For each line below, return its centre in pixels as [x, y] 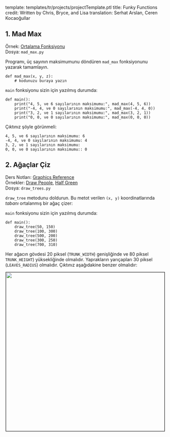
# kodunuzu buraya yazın [41, 81]
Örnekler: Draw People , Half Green [42, 182]
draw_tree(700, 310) [36, 244]
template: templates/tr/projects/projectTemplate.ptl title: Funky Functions [81, 7]
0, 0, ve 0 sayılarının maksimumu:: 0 [46, 149]
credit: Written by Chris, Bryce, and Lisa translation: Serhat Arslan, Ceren [81, 13]
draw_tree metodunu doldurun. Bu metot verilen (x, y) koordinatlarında [80, 198]
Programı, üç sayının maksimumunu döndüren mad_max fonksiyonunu [77, 61]
